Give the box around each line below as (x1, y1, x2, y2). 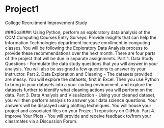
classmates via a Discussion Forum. (5, 118, 78, 124)
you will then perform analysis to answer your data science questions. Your (5, 97, 157, 103)
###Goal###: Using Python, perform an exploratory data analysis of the (5, 29, 151, 35)
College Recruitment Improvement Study (5, 20, 87, 26)
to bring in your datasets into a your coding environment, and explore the (5, 81, 153, 87)
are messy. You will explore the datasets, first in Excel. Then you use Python (5, 76, 160, 82)
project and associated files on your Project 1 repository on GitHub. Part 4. (5, 107, 156, 114)
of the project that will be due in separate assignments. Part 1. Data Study (5, 55, 154, 61)
